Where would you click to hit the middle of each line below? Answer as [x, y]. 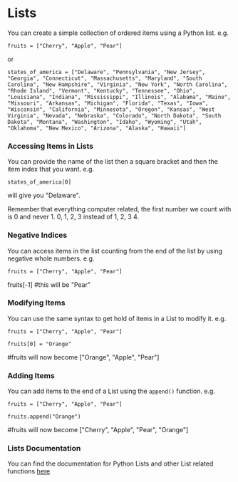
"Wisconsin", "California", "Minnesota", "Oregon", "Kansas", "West [111, 109]
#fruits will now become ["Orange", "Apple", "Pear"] [83, 357]
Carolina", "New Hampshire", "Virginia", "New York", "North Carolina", [118, 84]
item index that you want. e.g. [51, 169]
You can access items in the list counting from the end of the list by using [115, 251]
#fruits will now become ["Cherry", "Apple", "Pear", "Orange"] [98, 430]
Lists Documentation [44, 449]
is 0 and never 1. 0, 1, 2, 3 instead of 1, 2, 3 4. [73, 217]
